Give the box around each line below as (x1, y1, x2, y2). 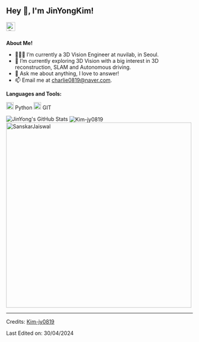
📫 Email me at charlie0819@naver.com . (14, 76, 113, 84)
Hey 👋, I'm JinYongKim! (6, 6, 94, 16)
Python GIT (14, 104, 52, 111)
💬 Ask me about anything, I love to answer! (14, 69, 120, 77)
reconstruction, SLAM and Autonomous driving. (14, 63, 131, 71)
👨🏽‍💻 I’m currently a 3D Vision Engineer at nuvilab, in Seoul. (14, 51, 159, 58)
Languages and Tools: (6, 90, 62, 97)
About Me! (6, 39, 33, 46)
